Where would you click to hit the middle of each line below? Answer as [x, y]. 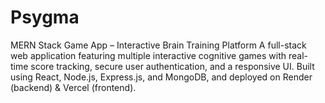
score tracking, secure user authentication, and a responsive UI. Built [172, 66]
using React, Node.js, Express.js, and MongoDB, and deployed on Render [161, 77]
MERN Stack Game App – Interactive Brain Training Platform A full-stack [158, 45]
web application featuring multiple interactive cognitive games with [148, 55]
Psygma [45, 17]
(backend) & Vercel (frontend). [73, 87]
